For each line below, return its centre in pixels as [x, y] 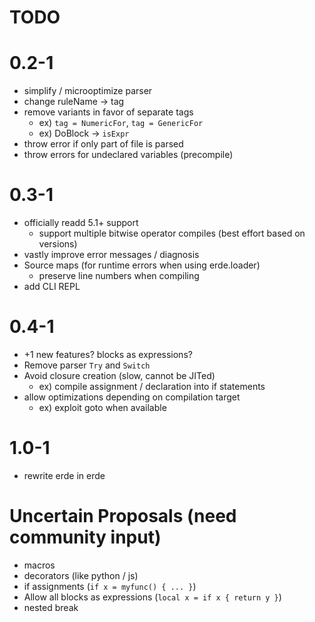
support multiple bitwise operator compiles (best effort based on [172, 233]
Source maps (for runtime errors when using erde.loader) [142, 265]
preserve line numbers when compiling [119, 276]
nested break [51, 607]
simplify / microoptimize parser [88, 91]
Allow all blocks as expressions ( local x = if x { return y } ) [152, 597]
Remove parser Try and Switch [87, 365]
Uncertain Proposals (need [123, 516]
